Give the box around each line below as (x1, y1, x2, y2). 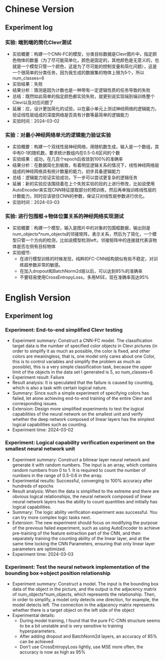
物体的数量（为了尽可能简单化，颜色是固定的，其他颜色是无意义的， (16, 57, 155, 63)
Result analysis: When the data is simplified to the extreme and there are (12, 488, 160, 494)
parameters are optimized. (12, 546, 66, 552)
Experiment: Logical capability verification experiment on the (5, 439, 155, 446)
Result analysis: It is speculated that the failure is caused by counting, (12, 379, 154, 386)
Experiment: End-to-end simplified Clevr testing (5, 326, 123, 333)
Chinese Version (5, 3, 74, 15)
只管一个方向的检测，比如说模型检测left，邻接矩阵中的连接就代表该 (16, 237, 153, 243)
